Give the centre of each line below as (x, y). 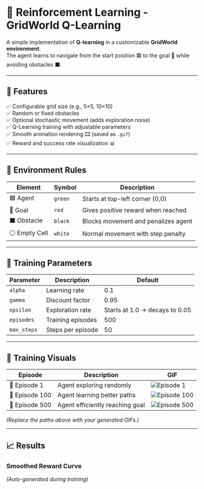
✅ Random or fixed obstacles (43, 113)
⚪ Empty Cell (29, 233)
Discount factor (68, 300)
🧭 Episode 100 (30, 395)
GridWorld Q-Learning (64, 25)
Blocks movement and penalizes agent (137, 221)
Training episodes (71, 320)
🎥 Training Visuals (41, 358)
